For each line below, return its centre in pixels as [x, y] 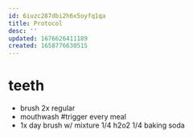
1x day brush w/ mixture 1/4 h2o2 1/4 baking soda [102, 125]
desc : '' [23, 31]
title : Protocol [35, 23]
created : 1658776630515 [48, 46]
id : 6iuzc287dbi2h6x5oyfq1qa [57, 16]
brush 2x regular [47, 108]
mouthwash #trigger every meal [73, 117]
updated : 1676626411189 [48, 38]
